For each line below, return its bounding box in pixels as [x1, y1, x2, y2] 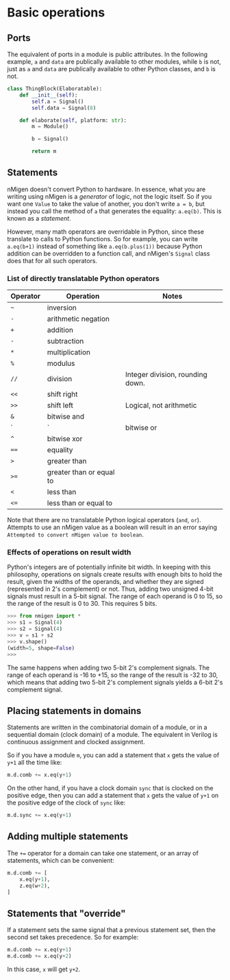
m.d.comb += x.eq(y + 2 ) [7, 953, 72, 960]
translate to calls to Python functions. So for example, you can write [7, 234, 199, 243]
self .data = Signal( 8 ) [31, 104, 97, 111]
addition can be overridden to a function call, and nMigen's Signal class [7, 249, 210, 258]
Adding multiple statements [7, 831, 129, 842]
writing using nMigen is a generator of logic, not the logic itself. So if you [7, 192, 212, 200]
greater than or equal [47, 467, 115, 477]
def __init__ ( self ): [19, 91, 78, 99]
